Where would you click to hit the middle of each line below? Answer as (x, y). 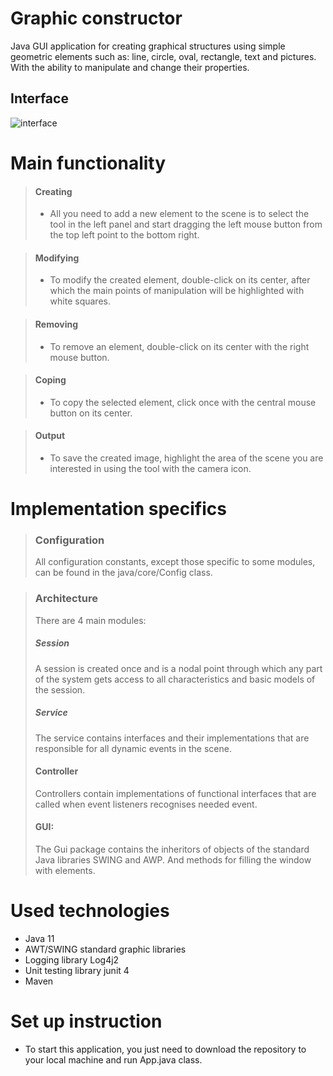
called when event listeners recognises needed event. (146, 804)
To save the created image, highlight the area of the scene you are (186, 458)
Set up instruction (86, 1021)
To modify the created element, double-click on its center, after (180, 280)
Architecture (66, 599)
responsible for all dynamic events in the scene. (133, 748)
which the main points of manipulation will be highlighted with (177, 291)
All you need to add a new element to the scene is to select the (179, 214)
